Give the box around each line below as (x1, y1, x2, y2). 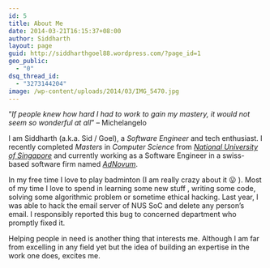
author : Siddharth (8, 34, 71, 43)
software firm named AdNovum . (31, 160, 139, 169)
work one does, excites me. (8, 251, 101, 261)
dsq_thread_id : (8, 72, 60, 80)
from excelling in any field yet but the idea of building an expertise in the (8, 242, 250, 252)
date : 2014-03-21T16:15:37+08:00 (8, 27, 122, 35)
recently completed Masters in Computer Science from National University (8, 143, 259, 152)
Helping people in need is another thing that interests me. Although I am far (8, 234, 259, 244)
